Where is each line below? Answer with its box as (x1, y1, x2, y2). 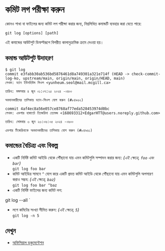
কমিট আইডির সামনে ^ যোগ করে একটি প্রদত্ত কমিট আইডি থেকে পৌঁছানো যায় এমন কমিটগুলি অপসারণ (12, 171, 153, 177)
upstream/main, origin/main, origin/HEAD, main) (23, 76, 125, 81)
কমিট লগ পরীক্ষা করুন (5, 4, 65, 15)
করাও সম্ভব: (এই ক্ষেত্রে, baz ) (12, 176, 56, 182)
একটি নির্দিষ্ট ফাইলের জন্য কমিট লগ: (12, 187, 63, 193)
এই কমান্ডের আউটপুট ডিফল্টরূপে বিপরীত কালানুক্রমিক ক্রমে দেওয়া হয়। (5, 39, 104, 45)
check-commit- (131, 71, 161, 76)
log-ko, (5, 76, 21, 81)
